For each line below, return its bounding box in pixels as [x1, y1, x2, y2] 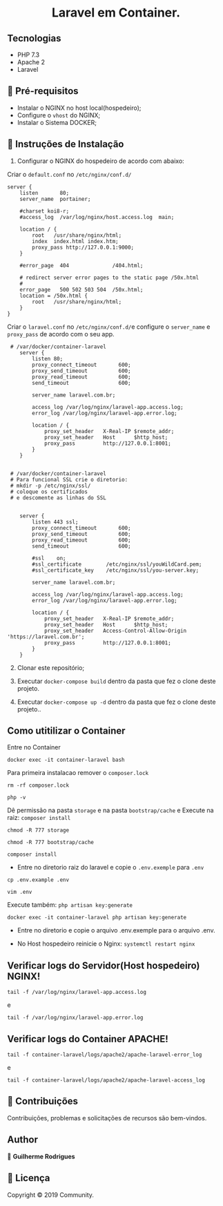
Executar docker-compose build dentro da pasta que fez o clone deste [17, 677, 216, 685]
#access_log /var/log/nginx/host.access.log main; [19, 213, 175, 220]
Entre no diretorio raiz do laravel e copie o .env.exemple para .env [17, 863, 204, 872]
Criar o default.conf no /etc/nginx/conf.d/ [7, 170, 132, 178]
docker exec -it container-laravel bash [7, 756, 126, 764]
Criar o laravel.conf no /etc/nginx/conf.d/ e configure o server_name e [7, 323, 211, 331]
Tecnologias [7, 32, 61, 44]
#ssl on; [32, 555, 67, 562]
